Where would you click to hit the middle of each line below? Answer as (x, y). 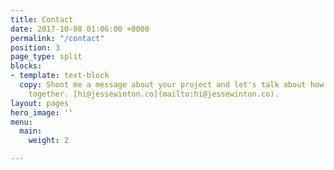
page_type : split (46, 57)
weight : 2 (49, 141)
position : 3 (35, 47)
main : (31, 131)
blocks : (26, 66)
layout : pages (40, 103)
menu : (21, 122)
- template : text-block (60, 76)
